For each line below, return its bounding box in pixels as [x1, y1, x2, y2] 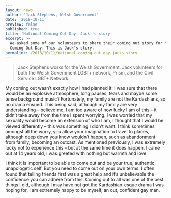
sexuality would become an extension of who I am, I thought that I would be [5, 117, 164, 123]
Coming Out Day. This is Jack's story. [10, 45, 95, 51]
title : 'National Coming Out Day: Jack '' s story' [5, 31, 113, 36]
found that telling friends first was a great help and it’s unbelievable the [5, 170, 154, 177]
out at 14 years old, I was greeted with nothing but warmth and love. [5, 150, 148, 156]
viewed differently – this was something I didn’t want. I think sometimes [5, 123, 155, 129]
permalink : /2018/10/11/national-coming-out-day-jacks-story [5, 50, 138, 55]
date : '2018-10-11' [5, 17, 47, 22]
